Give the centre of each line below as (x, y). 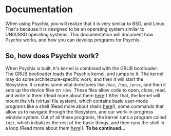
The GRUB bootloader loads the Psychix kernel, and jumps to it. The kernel (84, 74)
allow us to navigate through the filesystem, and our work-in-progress (79, 111)
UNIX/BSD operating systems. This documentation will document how (79, 34)
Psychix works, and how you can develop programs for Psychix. (73, 40)
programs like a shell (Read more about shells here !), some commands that (85, 106)
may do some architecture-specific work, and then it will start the (74, 79)
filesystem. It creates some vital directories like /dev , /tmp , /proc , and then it (85, 84)
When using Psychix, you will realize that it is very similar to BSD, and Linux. (85, 24)
